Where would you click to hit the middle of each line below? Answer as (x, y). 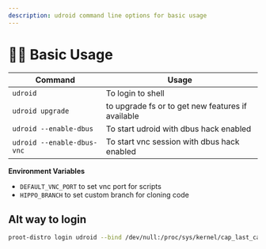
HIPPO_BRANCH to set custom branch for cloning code (104, 194)
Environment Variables (47, 171)
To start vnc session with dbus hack (173, 141)
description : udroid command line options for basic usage (108, 15)
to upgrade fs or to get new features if (177, 106)
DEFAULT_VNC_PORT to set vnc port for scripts (91, 186)
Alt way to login (47, 219)
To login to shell (135, 93)
